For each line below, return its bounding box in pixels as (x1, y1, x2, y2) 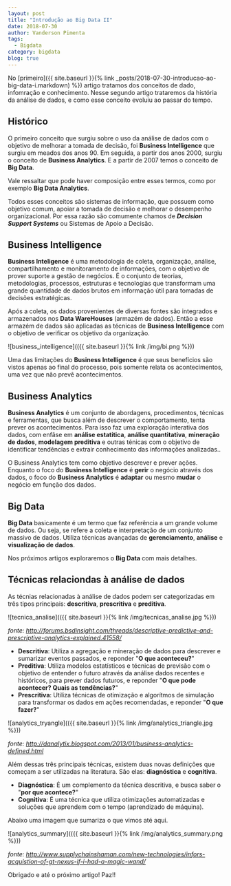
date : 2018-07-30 (8, 23, 58, 30)
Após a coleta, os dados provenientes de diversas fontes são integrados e (8, 307, 218, 315)
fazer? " (17, 705, 40, 713)
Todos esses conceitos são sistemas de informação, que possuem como (8, 197, 214, 205)
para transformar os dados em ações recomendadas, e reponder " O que (17, 698, 223, 706)
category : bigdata (8, 49, 60, 56)
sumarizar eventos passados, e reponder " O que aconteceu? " (17, 654, 195, 662)
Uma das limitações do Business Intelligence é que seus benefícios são (8, 356, 213, 364)
